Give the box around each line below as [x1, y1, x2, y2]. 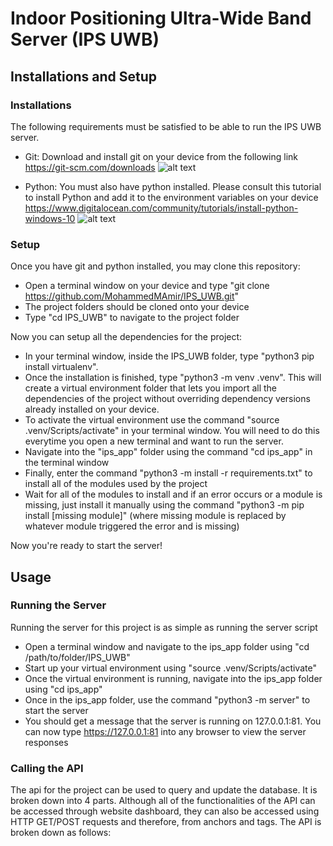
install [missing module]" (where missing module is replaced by [24, 510, 287, 522]
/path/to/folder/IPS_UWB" [24, 651, 131, 663]
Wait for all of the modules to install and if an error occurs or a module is [24, 488, 323, 501]
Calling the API [10, 761, 84, 775]
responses [24, 736, 69, 748]
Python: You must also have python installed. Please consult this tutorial [24, 180, 322, 192]
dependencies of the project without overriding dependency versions [24, 393, 311, 405]
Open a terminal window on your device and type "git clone [24, 280, 270, 292]
